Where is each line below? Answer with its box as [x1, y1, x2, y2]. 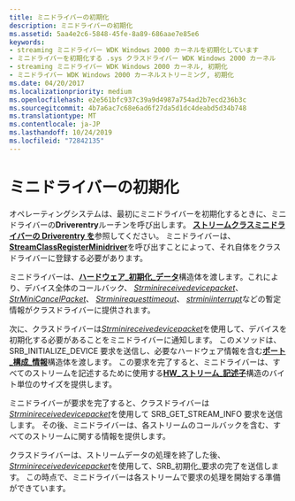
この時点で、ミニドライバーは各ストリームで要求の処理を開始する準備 [26, 471, 281, 482]
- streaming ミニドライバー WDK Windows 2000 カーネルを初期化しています [9, 46, 259, 55]
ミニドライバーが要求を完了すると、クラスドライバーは [9, 397, 210, 408]
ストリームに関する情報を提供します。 [32, 430, 170, 441]
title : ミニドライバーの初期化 [9, 12, 110, 22]
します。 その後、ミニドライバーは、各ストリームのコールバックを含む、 [9, 420, 274, 430]
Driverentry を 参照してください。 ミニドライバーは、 [42, 230, 236, 241]
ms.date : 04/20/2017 [9, 79, 86, 88]
